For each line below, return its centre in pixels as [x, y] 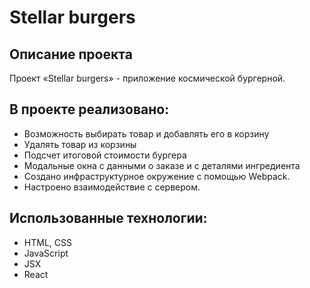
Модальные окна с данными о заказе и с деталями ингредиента [162, 165]
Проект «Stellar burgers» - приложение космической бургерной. [147, 78]
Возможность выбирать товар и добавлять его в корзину [146, 133]
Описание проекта [71, 54]
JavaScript [46, 253]
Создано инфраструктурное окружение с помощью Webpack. [157, 176]
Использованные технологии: [108, 218]
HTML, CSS [47, 242]
